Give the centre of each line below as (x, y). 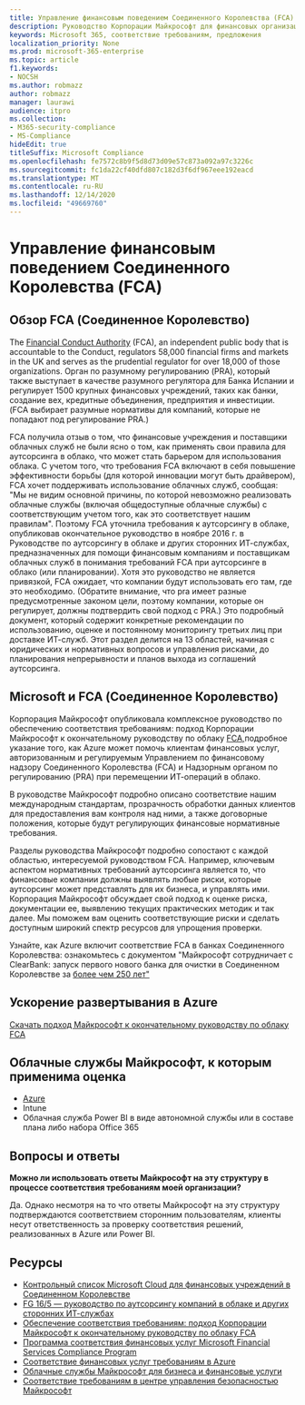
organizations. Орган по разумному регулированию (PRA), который (140, 371)
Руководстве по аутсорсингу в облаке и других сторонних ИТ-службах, (149, 543)
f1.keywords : (34, 69)
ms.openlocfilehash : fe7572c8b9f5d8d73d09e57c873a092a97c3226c (132, 161)
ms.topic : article (44, 60)
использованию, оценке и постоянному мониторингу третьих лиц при (146, 629)
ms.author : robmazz (46, 85)
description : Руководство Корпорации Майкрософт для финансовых (133, 26)
